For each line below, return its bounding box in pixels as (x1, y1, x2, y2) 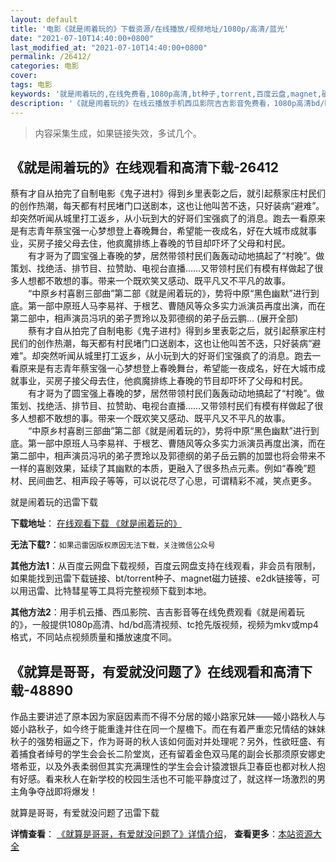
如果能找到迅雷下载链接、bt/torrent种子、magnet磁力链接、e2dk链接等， (10, 572, 312, 585)
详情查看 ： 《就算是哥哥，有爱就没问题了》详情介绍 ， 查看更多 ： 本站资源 (10, 828, 313, 840)
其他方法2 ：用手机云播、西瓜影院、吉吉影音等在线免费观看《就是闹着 (10, 606, 297, 618)
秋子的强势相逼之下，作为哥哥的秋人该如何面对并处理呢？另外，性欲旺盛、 (10, 736, 317, 748)
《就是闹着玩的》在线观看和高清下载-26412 (10, 159, 279, 176)
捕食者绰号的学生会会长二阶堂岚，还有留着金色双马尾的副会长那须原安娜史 (18, 748, 326, 760)
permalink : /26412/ (10, 52, 92, 62)
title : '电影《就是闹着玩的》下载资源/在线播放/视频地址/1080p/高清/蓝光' (10, 24, 290, 34)
